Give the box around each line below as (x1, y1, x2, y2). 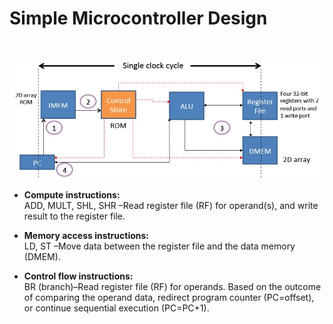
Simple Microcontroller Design (9, 7, 268, 30)
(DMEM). (23, 250, 61, 262)
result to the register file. (23, 210, 126, 222)
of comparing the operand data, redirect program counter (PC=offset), (23, 291, 315, 303)
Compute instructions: (23, 188, 121, 201)
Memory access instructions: (23, 229, 150, 241)
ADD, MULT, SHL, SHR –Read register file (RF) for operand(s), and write (23, 199, 319, 211)
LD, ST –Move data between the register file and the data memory (23, 240, 296, 252)
